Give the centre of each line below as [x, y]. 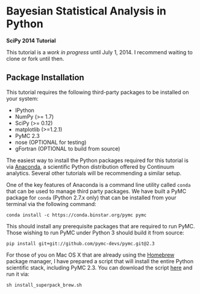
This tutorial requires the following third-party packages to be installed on [98, 92]
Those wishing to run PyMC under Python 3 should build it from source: [95, 233]
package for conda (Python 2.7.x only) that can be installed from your [91, 198]
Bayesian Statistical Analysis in [86, 11]
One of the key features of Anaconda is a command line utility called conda [98, 184]
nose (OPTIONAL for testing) [51, 142]
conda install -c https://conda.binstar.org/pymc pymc [77, 215]
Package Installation [45, 77]
